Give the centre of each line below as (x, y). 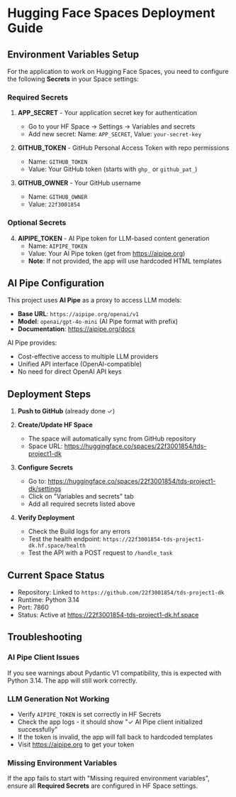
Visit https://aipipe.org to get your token (76, 744)
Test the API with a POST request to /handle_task (100, 553)
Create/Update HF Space (55, 425)
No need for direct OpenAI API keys (69, 372)
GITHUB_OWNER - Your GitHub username (79, 183)
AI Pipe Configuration (56, 283)
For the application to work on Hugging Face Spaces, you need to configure (118, 71)
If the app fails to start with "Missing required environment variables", (109, 779)
